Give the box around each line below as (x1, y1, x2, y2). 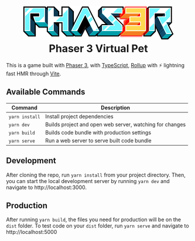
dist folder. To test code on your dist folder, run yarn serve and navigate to (6, 222, 189, 229)
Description (101, 104, 131, 111)
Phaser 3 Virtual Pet (49, 42, 148, 56)
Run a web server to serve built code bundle (45, 137, 152, 144)
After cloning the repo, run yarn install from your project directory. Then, (6, 171, 186, 178)
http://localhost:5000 (6, 229, 57, 236)
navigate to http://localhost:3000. (6, 184, 87, 191)
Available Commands (6, 87, 85, 97)
